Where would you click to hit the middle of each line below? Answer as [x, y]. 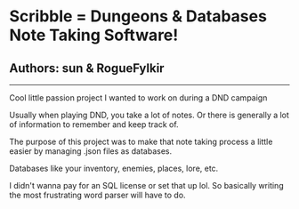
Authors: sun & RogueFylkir [87, 68]
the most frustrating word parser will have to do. [97, 195]
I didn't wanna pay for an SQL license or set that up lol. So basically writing [146, 185]
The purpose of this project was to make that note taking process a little [141, 141]
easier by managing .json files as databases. [90, 151]
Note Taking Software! [94, 35]
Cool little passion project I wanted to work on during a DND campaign [138, 98]
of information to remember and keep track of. [94, 125]
